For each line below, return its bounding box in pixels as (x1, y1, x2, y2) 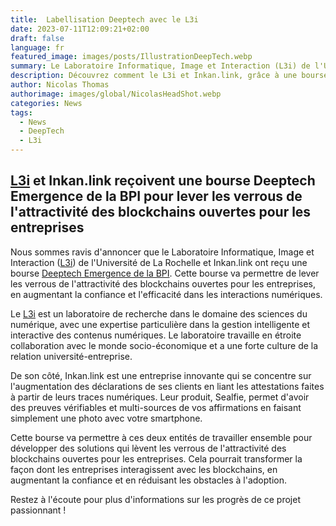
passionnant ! (10, 504, 67, 516)
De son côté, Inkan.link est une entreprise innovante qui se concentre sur (10, 369, 312, 381)
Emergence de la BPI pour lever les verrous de (10, 188, 303, 205)
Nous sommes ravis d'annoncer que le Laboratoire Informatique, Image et (10, 246, 315, 258)
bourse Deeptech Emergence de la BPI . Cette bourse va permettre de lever (10, 267, 320, 279)
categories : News (10, 98, 83, 108)
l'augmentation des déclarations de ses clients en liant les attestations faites (10, 380, 325, 392)
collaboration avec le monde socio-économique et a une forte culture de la (10, 339, 319, 351)
